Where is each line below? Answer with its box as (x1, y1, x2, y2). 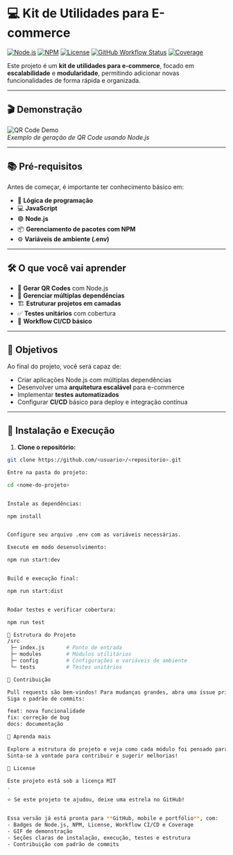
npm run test (7, 619, 45, 626)
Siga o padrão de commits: (7, 695, 85, 702)
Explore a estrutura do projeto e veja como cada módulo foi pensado (7, 745, 213, 753)
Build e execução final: (7, 575, 79, 582)
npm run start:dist (7, 587, 64, 594)
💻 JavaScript (17, 204, 58, 212)
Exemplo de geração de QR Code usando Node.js (7, 133, 150, 141)
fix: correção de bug (7, 714, 70, 722)
